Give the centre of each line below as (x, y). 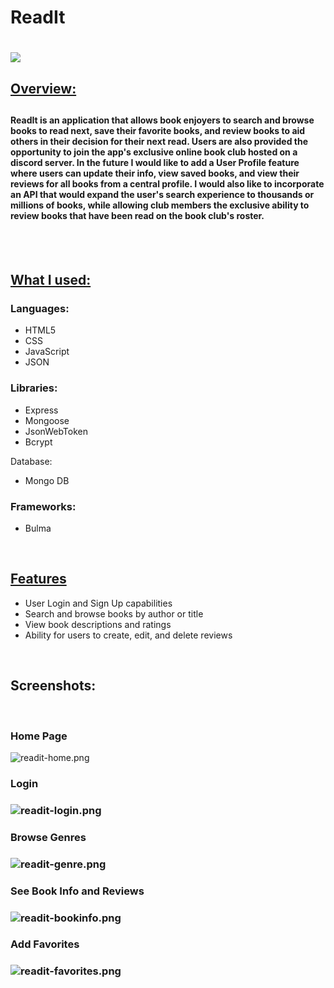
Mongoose (47, 420)
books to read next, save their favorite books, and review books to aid (158, 131)
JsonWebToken (56, 431)
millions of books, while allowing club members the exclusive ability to (160, 205)
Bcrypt (38, 442)
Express (41, 410)
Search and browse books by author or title (114, 613)
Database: (31, 461)
